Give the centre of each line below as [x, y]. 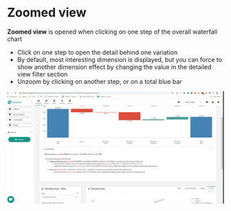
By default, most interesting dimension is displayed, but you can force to [119, 59]
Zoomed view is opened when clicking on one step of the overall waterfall [112, 32]
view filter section [42, 74]
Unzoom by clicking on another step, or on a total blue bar [99, 81]
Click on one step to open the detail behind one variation [97, 52]
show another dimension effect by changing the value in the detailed [114, 67]
